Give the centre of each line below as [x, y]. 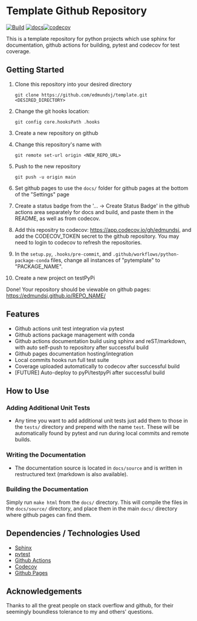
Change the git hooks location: [52, 111]
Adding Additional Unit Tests [48, 407]
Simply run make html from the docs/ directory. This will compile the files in [97, 502]
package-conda [32, 261]
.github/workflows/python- [146, 254]
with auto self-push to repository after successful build [82, 347]
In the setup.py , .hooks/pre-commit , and [63, 254]
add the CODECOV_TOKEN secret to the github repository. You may [97, 236]
